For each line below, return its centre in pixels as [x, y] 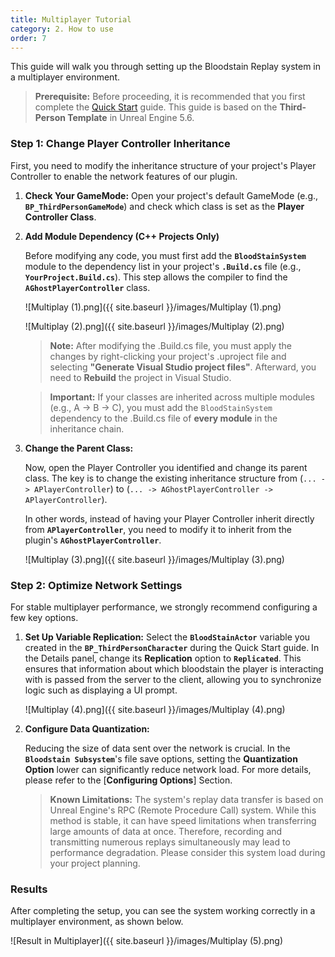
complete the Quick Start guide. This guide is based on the [156, 107]
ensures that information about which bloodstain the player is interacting [174, 668]
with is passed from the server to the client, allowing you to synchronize [173, 679]
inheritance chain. [87, 428]
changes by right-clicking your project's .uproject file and [168, 356]
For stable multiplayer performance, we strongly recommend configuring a [164, 607]
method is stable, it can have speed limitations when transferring [183, 820]
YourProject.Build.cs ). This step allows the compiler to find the [156, 277]
